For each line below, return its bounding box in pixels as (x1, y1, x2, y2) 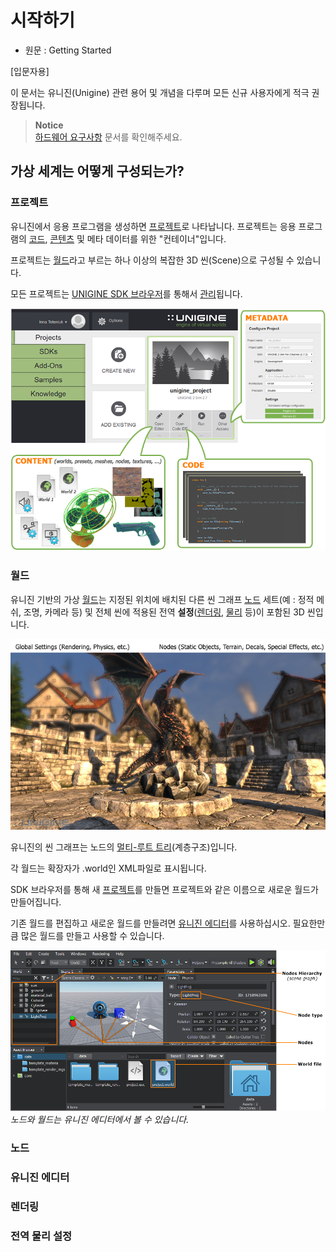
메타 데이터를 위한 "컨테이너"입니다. (86, 232, 227, 245)
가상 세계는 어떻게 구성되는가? (10, 163, 185, 180)
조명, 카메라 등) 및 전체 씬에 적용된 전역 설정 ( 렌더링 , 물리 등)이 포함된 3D (23, 606, 305, 618)
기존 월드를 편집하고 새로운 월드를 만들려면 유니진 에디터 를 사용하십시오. (10, 917, 291, 929)
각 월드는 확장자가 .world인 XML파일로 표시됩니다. (10, 862, 207, 874)
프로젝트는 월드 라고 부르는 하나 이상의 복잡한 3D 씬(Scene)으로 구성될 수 (10, 254, 295, 266)
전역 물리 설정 (10, 1229, 73, 1243)
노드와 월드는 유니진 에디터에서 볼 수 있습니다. (10, 1113, 190, 1125)
